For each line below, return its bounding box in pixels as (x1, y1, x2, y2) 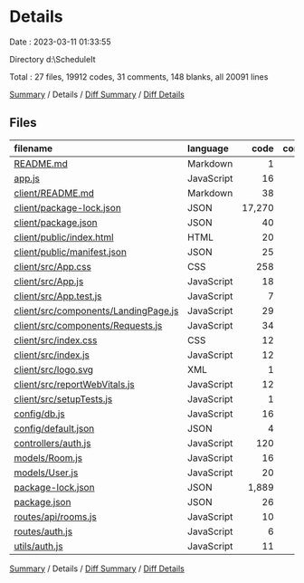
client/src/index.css (14, 333, 98, 346)
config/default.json (14, 422, 95, 435)
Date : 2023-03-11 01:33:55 (9, 36, 111, 47)
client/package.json (14, 215, 98, 228)
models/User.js (14, 466, 79, 479)
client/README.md (14, 186, 95, 199)
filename (14, 142, 53, 155)
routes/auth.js (14, 525, 73, 538)
